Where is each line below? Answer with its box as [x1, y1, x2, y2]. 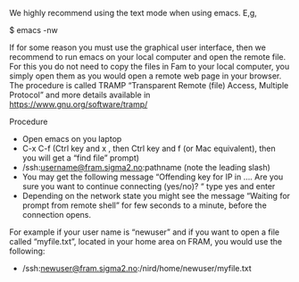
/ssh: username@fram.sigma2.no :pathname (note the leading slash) [21, 162, 270, 172]
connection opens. [21, 210, 92, 220]
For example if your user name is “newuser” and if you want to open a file [9, 227, 279, 237]
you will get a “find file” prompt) [21, 153, 140, 163]
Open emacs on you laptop [21, 134, 122, 144]
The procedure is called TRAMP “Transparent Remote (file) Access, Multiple [9, 80, 289, 90]
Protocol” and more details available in [9, 89, 151, 100]
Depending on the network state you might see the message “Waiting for [21, 191, 291, 201]
